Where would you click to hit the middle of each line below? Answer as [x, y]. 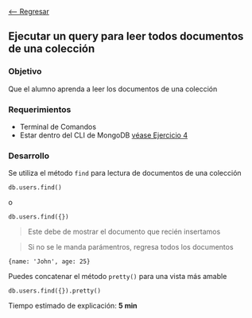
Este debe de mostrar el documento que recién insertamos [124, 232]
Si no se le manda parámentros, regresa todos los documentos [130, 247]
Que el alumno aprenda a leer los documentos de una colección [113, 89]
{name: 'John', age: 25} [49, 262]
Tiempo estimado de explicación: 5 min [73, 306]
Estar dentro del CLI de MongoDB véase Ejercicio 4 [104, 135]
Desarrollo [29, 156]
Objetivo [25, 72]
